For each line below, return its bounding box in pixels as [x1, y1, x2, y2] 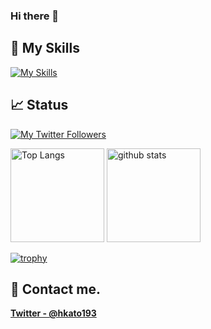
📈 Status [10, 97, 69, 114]
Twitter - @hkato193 [10, 307, 97, 319]
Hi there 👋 [10, 9, 60, 23]
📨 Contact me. [10, 280, 101, 298]
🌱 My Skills [10, 40, 80, 57]
